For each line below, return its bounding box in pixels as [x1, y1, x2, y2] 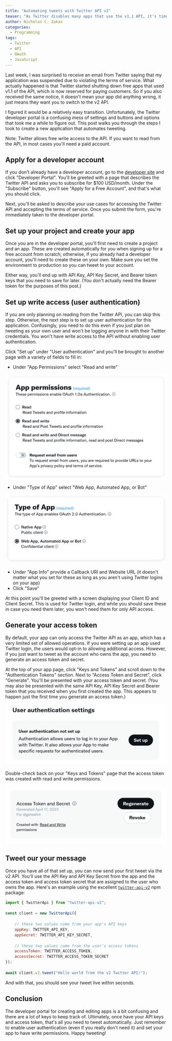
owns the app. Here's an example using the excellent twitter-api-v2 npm [5, 884, 161, 890]
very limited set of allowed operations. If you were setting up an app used [5, 640, 160, 646]
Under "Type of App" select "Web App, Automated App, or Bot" [12, 484, 147, 490]
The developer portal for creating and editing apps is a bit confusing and [5, 1008, 159, 1014]
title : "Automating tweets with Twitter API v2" [5, 8, 111, 13]
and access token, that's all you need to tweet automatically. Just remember [5, 1019, 166, 1025]
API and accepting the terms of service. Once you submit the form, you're [5, 206, 161, 212]
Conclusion [5, 994, 43, 1003]
